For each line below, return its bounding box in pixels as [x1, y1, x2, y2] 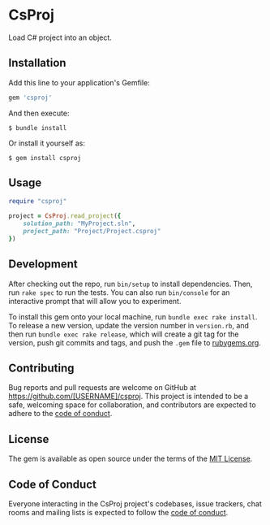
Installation [8, 56, 66, 70]
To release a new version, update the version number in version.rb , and [8, 320, 250, 330]
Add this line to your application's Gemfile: [8, 77, 150, 87]
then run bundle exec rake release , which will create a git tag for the [8, 329, 239, 339]
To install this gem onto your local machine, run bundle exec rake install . [8, 311, 258, 322]
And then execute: [8, 108, 70, 118]
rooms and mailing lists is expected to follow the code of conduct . [8, 508, 229, 518]
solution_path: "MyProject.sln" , [23, 219, 136, 228]
